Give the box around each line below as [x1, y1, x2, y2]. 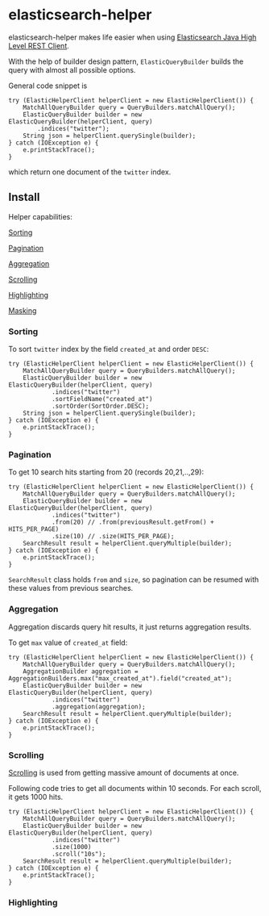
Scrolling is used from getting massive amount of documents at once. [8, 768, 239, 777]
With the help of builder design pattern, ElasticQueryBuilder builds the [8, 56, 244, 66]
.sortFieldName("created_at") [51, 395, 153, 404]
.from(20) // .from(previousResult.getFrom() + [51, 518, 215, 526]
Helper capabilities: [8, 211, 72, 221]
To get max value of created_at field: [8, 638, 128, 647]
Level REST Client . [8, 40, 70, 50]
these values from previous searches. [8, 583, 134, 593]
